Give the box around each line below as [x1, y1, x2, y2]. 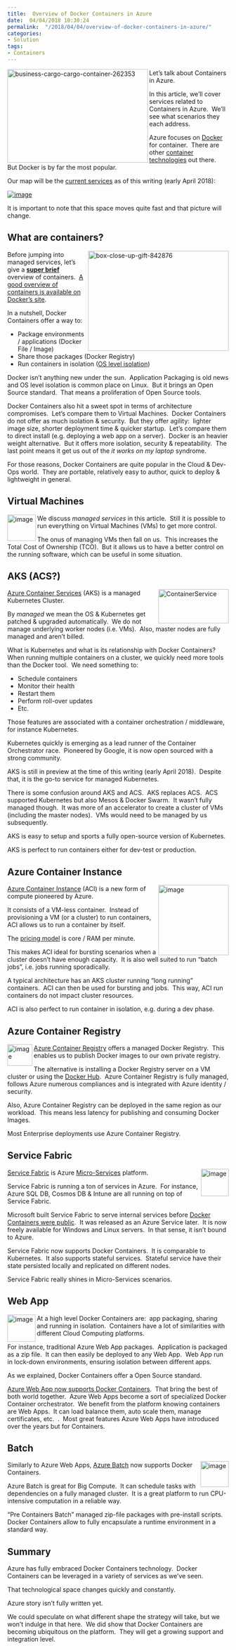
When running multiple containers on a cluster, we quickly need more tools [7, 654, 224, 662]
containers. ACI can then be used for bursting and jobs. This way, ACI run [7, 984, 223, 992]
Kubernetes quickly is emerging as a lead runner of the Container [7, 739, 197, 748]
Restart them [17, 689, 55, 698]
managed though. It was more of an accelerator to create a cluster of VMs [7, 803, 223, 812]
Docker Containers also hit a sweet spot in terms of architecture [7, 402, 192, 410]
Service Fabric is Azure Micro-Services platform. [7, 1168, 149, 1177]
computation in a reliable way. [34, 1497, 122, 1505]
